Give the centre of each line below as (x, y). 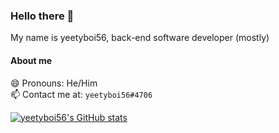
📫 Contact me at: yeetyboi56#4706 (81, 94)
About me (31, 60)
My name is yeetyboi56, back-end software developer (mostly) (140, 38)
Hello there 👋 (42, 16)
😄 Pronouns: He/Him (54, 83)
